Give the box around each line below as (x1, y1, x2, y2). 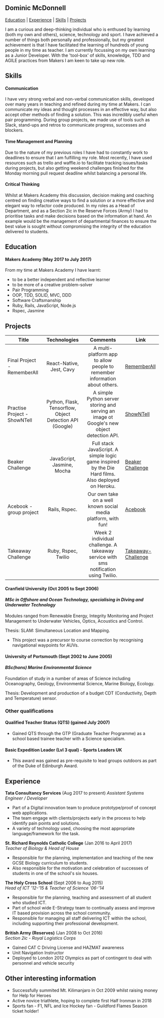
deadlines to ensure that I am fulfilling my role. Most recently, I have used (5, 154, 152, 160)
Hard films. (90, 471, 116, 477)
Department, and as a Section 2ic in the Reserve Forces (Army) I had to (5, 208, 148, 214)
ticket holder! (12, 1008, 39, 1014)
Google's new (87, 420, 119, 427)
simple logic (89, 452, 117, 459)
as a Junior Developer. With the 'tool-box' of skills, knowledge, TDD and (5, 52, 150, 58)
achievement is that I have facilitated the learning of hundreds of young (5, 42, 149, 48)
